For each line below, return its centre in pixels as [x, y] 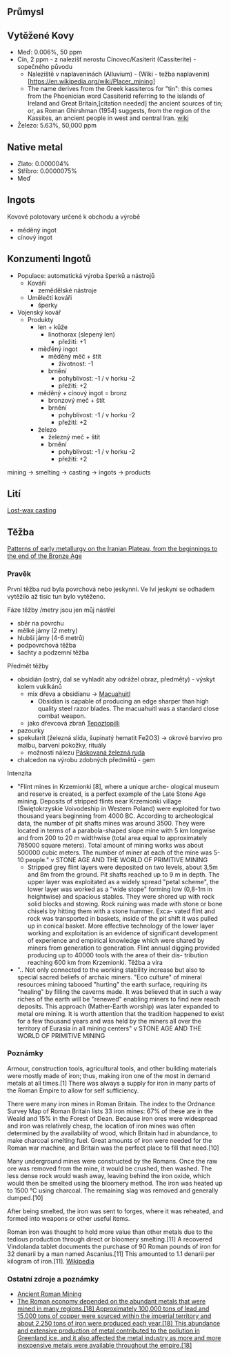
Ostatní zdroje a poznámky [53, 1279]
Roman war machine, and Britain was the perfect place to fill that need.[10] [113, 1148]
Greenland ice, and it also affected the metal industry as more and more [119, 1338]
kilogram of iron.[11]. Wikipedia [51, 1261]
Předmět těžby [28, 666]
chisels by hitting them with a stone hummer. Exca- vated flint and [121, 911]
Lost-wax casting [32, 510]
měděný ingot [37, 230]
